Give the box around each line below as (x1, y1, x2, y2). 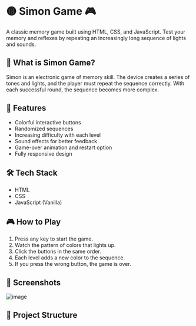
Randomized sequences (14, 125, 74, 132)
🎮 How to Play (6, 216, 61, 227)
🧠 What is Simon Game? (6, 58, 95, 68)
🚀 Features (6, 103, 46, 113)
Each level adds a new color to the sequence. (14, 254, 125, 261)
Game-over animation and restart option (14, 144, 112, 151)
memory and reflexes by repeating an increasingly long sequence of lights (6, 34, 187, 41)
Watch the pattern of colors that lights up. (14, 242, 116, 249)
